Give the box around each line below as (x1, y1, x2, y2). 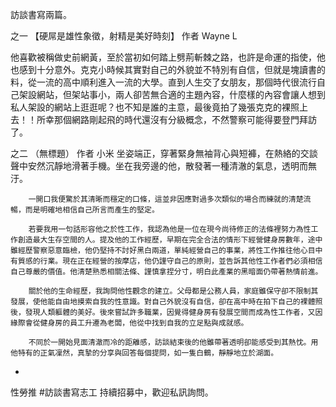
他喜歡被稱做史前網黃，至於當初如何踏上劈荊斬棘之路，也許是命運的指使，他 (10, 51, 326, 63)
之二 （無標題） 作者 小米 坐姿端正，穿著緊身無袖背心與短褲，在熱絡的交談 (10, 148, 318, 159)
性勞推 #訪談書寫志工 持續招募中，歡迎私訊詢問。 (10, 386, 214, 398)
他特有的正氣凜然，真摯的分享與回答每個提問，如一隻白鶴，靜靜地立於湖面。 (10, 348, 279, 358)
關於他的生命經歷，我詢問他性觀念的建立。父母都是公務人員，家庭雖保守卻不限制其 (28, 286, 319, 296)
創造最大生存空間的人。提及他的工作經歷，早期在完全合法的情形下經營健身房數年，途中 (17, 235, 323, 245)
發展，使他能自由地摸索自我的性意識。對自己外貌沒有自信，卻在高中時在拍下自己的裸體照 (10, 297, 323, 307)
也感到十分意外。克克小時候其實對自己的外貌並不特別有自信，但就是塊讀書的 (10, 64, 326, 75)
